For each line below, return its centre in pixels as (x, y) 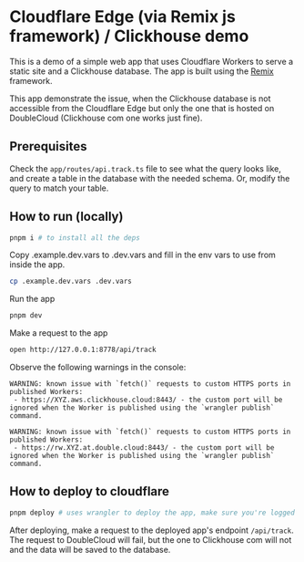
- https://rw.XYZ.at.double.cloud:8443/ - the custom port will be (144, 448)
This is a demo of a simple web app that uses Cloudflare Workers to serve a (152, 61)
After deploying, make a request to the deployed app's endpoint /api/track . (152, 530)
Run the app (32, 299)
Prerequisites (48, 146)
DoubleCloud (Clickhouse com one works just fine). (106, 118)
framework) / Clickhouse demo (129, 36)
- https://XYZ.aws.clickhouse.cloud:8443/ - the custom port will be (148, 400)
